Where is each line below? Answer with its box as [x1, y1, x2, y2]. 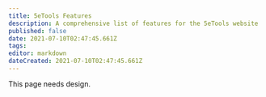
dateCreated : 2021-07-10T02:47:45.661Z [8, 57, 143, 65]
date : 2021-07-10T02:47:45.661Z [8, 34, 117, 43]
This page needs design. [8, 78, 91, 89]
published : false [8, 27, 67, 35]
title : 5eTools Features [8, 11, 92, 20]
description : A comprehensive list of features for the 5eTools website [8, 19, 259, 27]
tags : [8, 42, 27, 50]
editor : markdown [8, 49, 67, 57]
